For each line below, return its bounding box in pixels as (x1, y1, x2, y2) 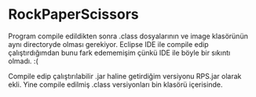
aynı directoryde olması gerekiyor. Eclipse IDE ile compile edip (8, 39, 210, 48)
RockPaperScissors (8, 5, 139, 23)
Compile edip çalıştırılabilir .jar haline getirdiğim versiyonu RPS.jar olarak (8, 71, 242, 81)
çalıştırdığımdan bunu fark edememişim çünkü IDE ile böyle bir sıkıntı (8, 48, 231, 57)
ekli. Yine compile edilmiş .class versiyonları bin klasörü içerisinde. (8, 80, 223, 89)
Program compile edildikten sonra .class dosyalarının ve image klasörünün (8, 31, 249, 41)
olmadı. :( (8, 56, 38, 66)
